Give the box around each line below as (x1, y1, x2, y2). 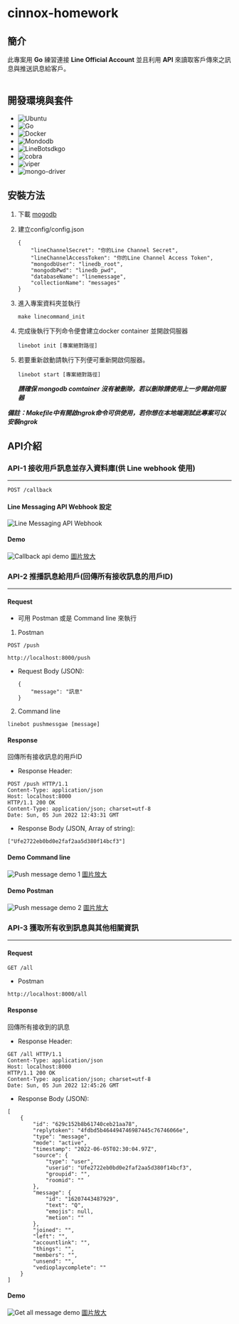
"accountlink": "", (33, 1238, 91, 1246)
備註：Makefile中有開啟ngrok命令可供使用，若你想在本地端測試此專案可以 (7, 408, 226, 417)
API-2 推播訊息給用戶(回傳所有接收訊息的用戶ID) (7, 572, 174, 581)
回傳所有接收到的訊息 (7, 1023, 70, 1031)
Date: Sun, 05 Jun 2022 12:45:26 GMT (7, 1082, 119, 1089)
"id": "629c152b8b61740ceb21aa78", (33, 1120, 139, 1127)
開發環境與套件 (7, 95, 73, 107)
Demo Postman (7, 886, 54, 895)
